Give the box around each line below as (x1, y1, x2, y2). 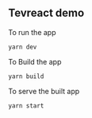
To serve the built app (8, 86, 80, 96)
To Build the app (8, 57, 62, 66)
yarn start (8, 101, 44, 110)
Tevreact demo (8, 6, 85, 20)
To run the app (8, 27, 56, 37)
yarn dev (8, 43, 37, 51)
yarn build (8, 72, 44, 81)
